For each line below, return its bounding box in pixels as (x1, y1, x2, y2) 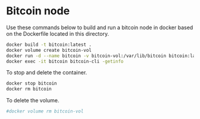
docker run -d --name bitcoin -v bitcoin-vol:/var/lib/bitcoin (6, 52, 167, 59)
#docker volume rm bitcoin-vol (6, 108, 84, 114)
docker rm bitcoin (6, 86, 52, 92)
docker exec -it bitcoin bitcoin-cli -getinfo (6, 58, 124, 64)
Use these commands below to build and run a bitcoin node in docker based (6, 24, 193, 31)
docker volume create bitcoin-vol (6, 47, 92, 53)
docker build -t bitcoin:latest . (6, 42, 92, 48)
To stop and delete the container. (6, 69, 87, 76)
